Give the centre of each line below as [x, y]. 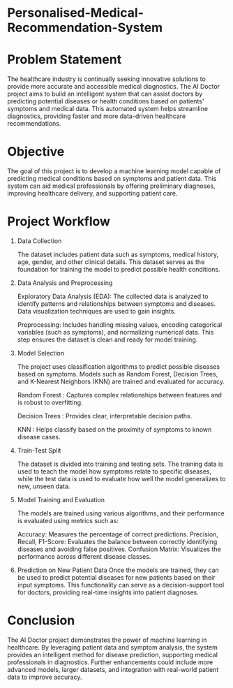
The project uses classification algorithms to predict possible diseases [119, 367]
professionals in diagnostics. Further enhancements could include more [110, 662]
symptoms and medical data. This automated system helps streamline [107, 109]
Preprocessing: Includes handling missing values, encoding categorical [120, 325]
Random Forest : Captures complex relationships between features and [119, 395]
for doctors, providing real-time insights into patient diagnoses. [108, 592]
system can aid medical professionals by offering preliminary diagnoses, [111, 186]
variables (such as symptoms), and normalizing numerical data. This [115, 332]
